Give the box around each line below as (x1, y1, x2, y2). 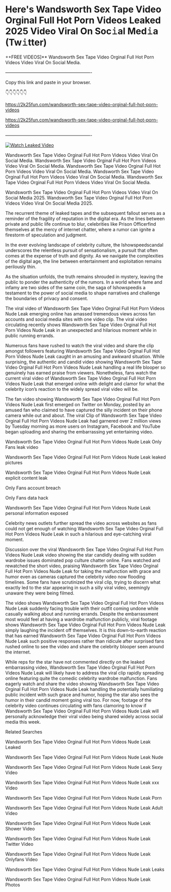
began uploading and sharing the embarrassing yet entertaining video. (5, 428, 154, 434)
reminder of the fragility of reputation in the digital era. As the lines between (5, 215, 165, 222)
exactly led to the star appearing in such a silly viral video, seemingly (5, 584, 151, 590)
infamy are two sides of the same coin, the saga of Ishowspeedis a (5, 284, 146, 290)
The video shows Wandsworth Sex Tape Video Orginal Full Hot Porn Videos (5, 600, 164, 606)
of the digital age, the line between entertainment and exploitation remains (5, 258, 162, 264)
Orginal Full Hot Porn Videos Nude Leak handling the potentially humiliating (5, 686, 163, 692)
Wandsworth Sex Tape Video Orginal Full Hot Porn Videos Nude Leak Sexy (5, 764, 162, 770)
